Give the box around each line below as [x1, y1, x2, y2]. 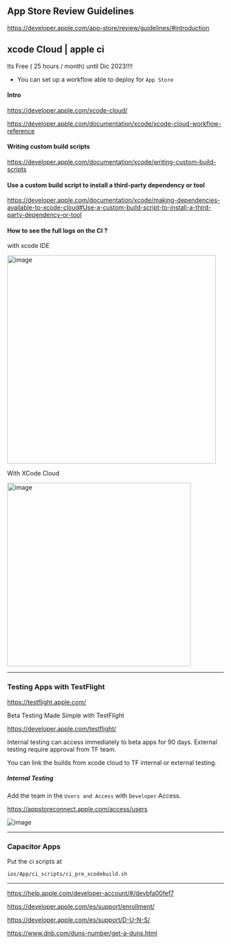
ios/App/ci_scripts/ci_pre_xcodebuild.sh [7, 870, 128, 877]
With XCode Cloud [7, 469, 60, 477]
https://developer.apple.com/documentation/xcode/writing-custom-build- [7, 158, 217, 166]
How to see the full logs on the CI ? [7, 226, 108, 234]
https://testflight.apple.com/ [7, 697, 87, 706]
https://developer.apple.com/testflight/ [7, 724, 117, 732]
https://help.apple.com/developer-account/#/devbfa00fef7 [7, 889, 174, 897]
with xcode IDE [7, 242, 50, 250]
